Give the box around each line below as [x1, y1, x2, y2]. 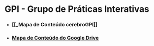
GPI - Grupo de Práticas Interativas [4, 3, 150, 15]
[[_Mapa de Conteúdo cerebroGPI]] [11, 21, 98, 28]
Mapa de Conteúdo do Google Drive [11, 35, 99, 42]
